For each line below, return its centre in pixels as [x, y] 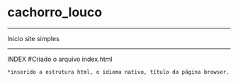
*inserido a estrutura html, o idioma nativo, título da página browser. [119, 72]
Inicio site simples [34, 38]
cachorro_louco [55, 12]
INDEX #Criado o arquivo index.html [60, 59]
